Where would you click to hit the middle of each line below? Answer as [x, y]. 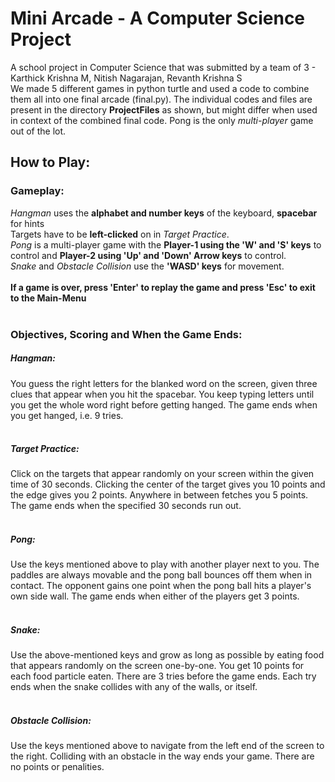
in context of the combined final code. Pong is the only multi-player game [162, 120]
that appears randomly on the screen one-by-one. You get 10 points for [157, 666]
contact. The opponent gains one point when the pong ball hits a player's [161, 586]
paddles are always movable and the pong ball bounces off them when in [161, 575]
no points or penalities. [57, 767]
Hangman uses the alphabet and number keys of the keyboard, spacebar [164, 213]
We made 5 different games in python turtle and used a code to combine [160, 88]
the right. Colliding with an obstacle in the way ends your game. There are [162, 756]
